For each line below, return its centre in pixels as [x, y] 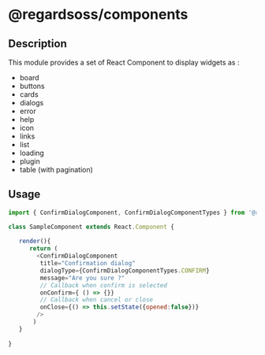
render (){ [35, 242]
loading [32, 153]
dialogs [32, 103]
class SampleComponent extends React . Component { [91, 227]
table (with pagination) [56, 170]
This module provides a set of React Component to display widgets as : [124, 62]
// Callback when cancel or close [97, 300]
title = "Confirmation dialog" [88, 264]
